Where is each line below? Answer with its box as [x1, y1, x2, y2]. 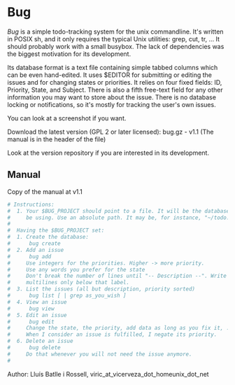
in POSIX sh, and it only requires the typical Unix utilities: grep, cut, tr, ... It [7, 34, 220, 43]
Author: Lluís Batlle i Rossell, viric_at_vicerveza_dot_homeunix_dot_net [7, 370, 209, 378]
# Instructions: [7, 201, 55, 208]
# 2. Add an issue [7, 246, 64, 253]
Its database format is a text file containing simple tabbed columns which [7, 63, 218, 71]
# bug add [7, 253, 52, 260]
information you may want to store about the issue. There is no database [7, 92, 217, 101]
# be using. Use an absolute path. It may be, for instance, [7, 214, 201, 221]
